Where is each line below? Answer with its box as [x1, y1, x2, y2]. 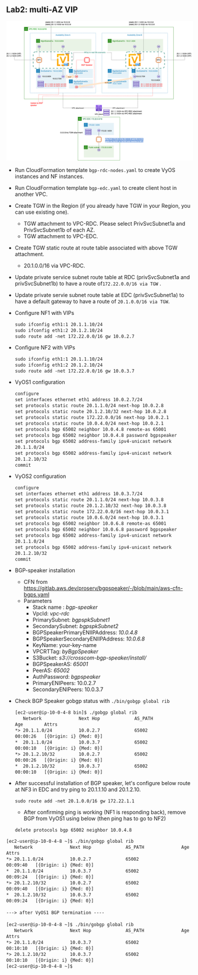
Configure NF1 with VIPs [14, 309, 75, 316]
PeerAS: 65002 [32, 667, 70, 674]
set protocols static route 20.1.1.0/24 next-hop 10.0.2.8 [14, 402, 164, 408]
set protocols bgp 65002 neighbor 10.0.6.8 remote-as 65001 [14, 520, 167, 526]
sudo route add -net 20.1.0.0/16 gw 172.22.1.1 [14, 798, 135, 804]
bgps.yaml [23, 590, 50, 598]
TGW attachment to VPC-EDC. [23, 232, 98, 240]
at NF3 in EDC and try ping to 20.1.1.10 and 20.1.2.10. [14, 786, 141, 793]
